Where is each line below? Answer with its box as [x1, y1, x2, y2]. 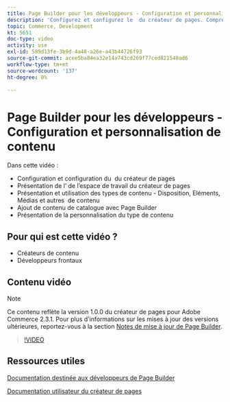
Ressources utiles [7, 355, 86, 367]
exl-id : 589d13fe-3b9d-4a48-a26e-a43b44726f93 [7, 49, 142, 56]
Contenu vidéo [7, 276, 72, 288]
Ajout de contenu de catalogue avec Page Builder [16, 204, 157, 212]
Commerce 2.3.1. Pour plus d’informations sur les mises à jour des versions [7, 315, 219, 323]
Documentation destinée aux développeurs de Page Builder [7, 373, 175, 381]
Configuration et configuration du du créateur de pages [16, 174, 176, 182]
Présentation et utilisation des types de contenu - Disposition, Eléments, [16, 189, 220, 198]
